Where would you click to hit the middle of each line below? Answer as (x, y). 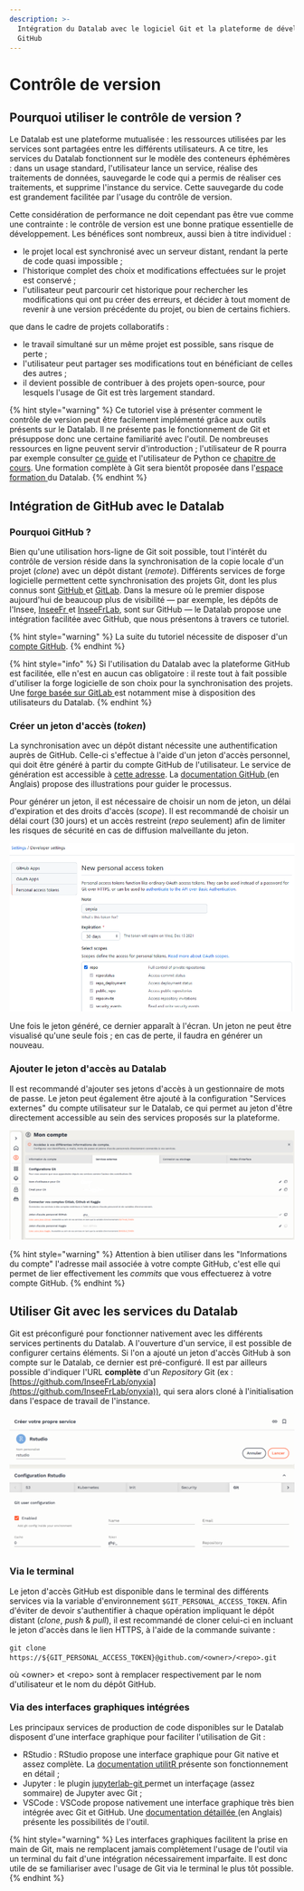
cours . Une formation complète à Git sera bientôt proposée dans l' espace (146, 468)
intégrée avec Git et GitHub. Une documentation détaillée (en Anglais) (152, 1812)
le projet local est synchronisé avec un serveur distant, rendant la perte (155, 252)
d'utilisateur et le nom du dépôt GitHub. (83, 1684)
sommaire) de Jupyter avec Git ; (82, 1793)
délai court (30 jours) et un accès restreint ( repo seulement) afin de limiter (147, 821)
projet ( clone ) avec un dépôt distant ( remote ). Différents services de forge (147, 571)
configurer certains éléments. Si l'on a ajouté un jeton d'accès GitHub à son (150, 1353)
